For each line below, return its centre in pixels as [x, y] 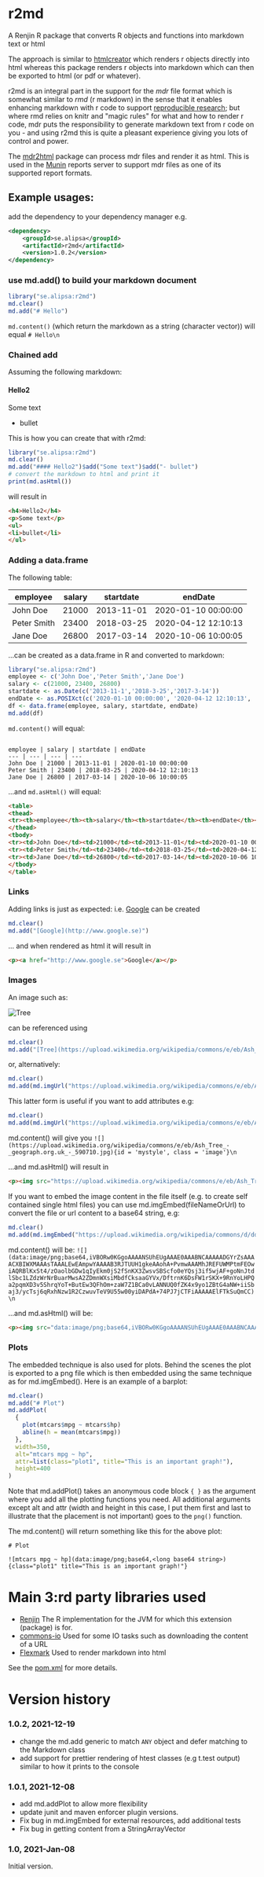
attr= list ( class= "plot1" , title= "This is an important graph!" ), [125, 1461]
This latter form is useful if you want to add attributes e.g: [101, 1102]
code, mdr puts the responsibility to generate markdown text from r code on [131, 124]
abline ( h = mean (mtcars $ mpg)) [72, 1432]
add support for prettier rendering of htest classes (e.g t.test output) [130, 1758]
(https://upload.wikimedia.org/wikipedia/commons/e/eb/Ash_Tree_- [119, 1145]
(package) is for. [46, 1628]
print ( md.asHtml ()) [40, 482]
